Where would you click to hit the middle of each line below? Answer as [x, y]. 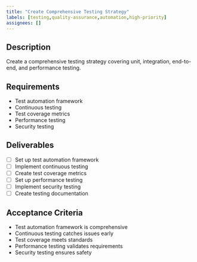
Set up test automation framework [57, 160]
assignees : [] [24, 23]
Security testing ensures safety [53, 252]
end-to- [182, 62]
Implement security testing [48, 187]
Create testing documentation [51, 194]
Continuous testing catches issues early [64, 233]
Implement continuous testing [51, 166]
